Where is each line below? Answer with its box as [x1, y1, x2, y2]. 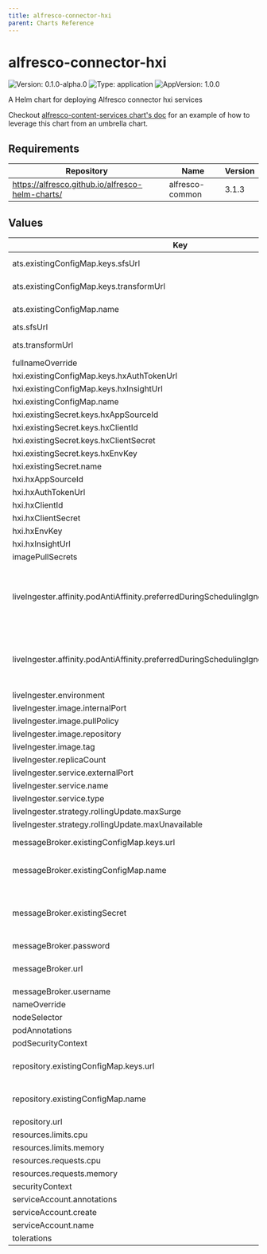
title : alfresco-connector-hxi [8, 11, 112, 20]
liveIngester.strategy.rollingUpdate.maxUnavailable [12, 819, 203, 830]
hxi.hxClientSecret [12, 512, 81, 524]
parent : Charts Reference [8, 19, 94, 27]
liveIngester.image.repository [12, 729, 122, 740]
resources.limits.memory [12, 1143, 105, 1154]
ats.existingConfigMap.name [12, 304, 119, 315]
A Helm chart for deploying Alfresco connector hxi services [8, 95, 203, 104]
